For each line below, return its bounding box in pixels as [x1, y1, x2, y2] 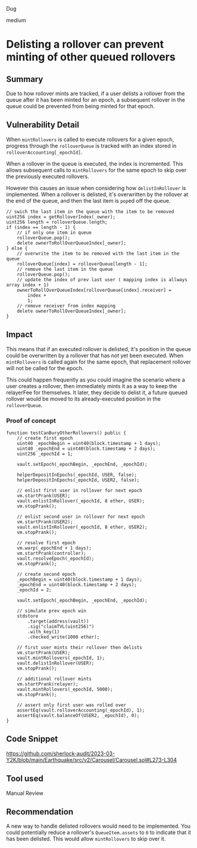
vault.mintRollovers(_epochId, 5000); [17, 686, 113, 693]
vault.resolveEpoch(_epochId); [17, 556, 95, 562]
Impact [6, 330, 33, 340]
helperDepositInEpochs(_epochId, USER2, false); [17, 477, 140, 483]
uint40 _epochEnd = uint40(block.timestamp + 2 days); [17, 446, 156, 452]
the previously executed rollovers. [6, 173, 89, 180]
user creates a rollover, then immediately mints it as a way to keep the [6, 382, 177, 389]
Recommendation [6, 807, 73, 817]
